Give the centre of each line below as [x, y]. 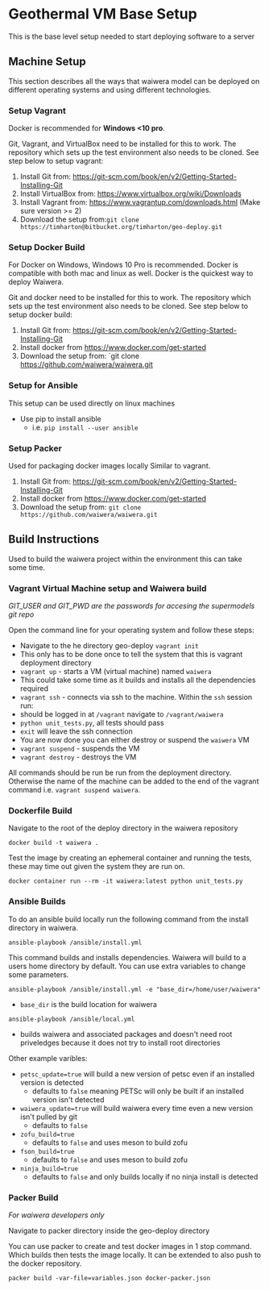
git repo [21, 614]
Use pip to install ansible [61, 418]
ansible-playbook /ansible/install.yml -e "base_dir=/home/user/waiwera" [135, 989]
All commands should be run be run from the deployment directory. [120, 773]
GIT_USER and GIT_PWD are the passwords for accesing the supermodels [132, 606]
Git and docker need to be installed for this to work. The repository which [130, 298]
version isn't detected [68, 1099]
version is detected [52, 1082]
